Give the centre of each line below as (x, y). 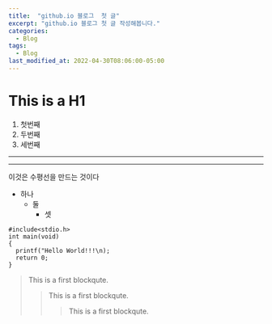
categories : (28, 31)
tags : (17, 46)
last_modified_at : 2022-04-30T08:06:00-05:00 (86, 61)
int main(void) (34, 236)
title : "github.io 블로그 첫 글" (64, 16)
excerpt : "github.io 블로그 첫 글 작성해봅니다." (84, 23)
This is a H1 (47, 101)
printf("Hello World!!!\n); (63, 250)
